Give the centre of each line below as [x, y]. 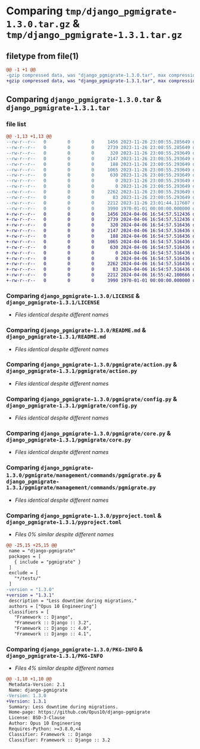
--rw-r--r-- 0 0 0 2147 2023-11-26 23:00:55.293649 [98, 158]
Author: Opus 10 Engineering [45, 723]
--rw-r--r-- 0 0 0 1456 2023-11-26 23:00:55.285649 [98, 142]
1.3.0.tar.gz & [43, 24]
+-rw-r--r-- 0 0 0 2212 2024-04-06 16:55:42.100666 [98, 275]
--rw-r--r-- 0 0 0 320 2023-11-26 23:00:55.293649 [98, 153]
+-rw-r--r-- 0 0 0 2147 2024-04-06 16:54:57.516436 [98, 231]
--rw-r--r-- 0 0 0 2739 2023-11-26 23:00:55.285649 [98, 148]
